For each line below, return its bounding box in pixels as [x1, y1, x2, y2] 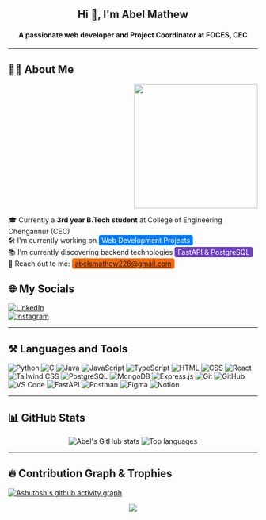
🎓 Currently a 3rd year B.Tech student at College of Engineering [8, 215, 223, 225]
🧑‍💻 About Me [8, 63, 74, 76]
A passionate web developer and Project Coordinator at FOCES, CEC [18, 29, 248, 40]
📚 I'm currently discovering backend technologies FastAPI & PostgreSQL [8, 248, 250, 257]
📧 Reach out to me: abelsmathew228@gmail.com [8, 259, 172, 268]
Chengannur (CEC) [8, 227, 70, 237]
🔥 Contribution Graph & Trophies [8, 467, 173, 480]
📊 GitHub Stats [8, 411, 85, 425]
